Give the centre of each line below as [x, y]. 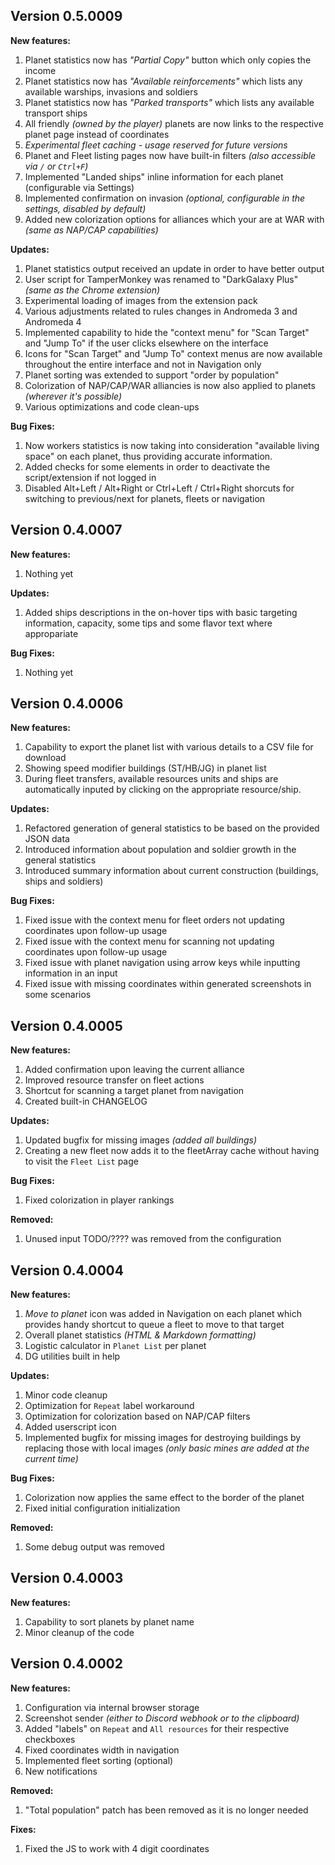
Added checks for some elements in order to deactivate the [147, 466]
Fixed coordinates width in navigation [102, 1750]
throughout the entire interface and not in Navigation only [143, 364]
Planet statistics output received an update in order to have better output [174, 268]
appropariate [51, 633]
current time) [51, 1459]
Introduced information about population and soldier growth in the [160, 850]
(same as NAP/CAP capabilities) [91, 230]
